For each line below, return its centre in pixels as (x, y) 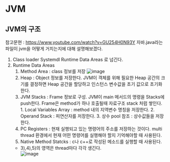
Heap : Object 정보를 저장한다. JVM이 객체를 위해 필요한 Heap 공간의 (90, 78)
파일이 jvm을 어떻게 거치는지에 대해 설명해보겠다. (54, 49)
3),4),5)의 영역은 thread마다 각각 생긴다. (61, 148)
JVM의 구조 (23, 29)
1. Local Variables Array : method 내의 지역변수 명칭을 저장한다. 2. (87, 110)
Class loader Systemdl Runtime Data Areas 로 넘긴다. (68, 60)
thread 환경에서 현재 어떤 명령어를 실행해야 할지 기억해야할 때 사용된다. (91, 135)
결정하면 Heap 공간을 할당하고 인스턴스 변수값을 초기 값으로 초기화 (96, 84)
